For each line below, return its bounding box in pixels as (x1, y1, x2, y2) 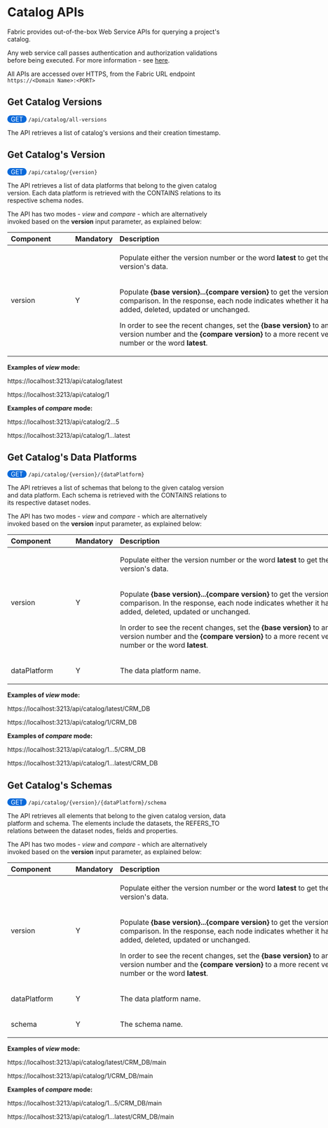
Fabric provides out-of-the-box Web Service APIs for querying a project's (7, 27, 220, 36)
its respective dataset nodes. (7, 498, 91, 507)
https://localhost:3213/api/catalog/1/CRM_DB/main (7, 1072, 153, 1080)
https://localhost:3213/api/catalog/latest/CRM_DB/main (7, 1058, 167, 1067)
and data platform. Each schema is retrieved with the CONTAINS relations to (7, 491, 227, 500)
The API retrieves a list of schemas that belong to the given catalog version (7, 484, 224, 492)
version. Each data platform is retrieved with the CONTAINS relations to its (7, 188, 221, 197)
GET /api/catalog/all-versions (11, 115, 107, 123)
